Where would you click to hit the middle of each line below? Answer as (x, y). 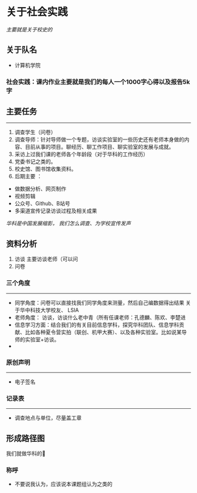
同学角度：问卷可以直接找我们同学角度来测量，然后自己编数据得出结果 (99, 302)
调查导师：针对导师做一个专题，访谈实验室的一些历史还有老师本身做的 (99, 139)
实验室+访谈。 (42, 339)
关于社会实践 (37, 12)
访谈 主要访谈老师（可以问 (46, 259)
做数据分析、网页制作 (40, 189)
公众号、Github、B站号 (42, 204)
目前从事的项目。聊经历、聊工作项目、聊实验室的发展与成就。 (99, 147)
